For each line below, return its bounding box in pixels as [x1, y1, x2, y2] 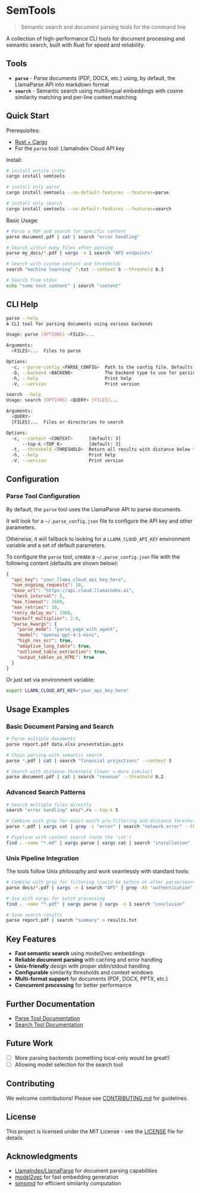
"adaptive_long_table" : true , [17, 643, 92, 649]
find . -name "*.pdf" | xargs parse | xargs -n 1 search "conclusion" [6, 901, 185, 907]
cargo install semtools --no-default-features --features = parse [6, 189, 169, 196]
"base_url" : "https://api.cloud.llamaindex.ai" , [11, 588, 135, 594]
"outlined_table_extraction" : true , [17, 649, 108, 655]
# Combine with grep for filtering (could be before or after [6, 879, 164, 885]
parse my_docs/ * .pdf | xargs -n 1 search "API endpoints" [6, 250, 153, 256]
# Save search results [6, 912, 62, 918]
